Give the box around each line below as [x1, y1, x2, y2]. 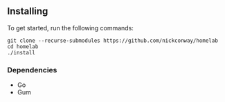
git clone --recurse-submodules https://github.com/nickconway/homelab [7, 37, 218, 44]
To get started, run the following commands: [7, 23, 134, 32]
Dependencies [7, 65, 57, 74]
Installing [7, 6, 48, 17]
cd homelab [7, 43, 39, 50]
